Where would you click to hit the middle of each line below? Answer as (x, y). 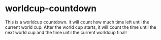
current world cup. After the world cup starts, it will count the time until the (81, 27)
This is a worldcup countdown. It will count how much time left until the (77, 22)
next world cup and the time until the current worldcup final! (66, 32)
